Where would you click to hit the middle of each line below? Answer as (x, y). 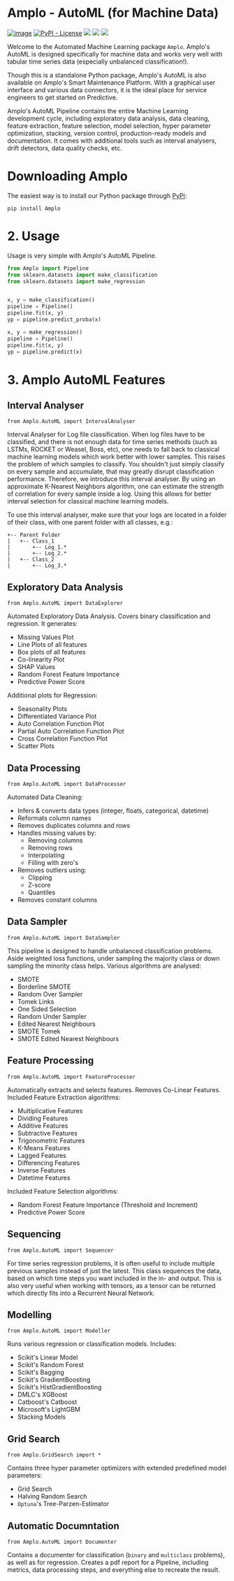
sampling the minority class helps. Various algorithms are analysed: (104, 966)
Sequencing (34, 1235)
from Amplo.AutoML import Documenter (62, 1542)
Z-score (39, 885)
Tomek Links (36, 1001)
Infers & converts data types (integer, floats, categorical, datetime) (113, 811)
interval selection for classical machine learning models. (88, 501)
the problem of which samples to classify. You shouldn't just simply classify (116, 464)
